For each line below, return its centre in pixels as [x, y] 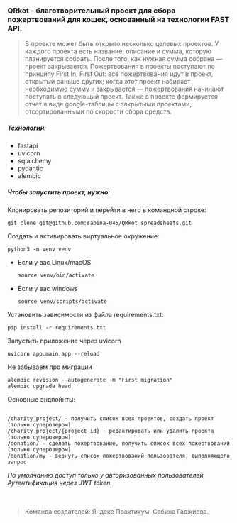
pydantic [31, 168]
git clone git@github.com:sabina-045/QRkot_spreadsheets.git [100, 223]
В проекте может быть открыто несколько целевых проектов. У [122, 44]
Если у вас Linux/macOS [54, 263]
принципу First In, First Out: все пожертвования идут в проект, [119, 74]
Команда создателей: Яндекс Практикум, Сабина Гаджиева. [117, 512]
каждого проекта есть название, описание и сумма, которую [118, 51]
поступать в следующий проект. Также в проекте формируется [121, 97]
